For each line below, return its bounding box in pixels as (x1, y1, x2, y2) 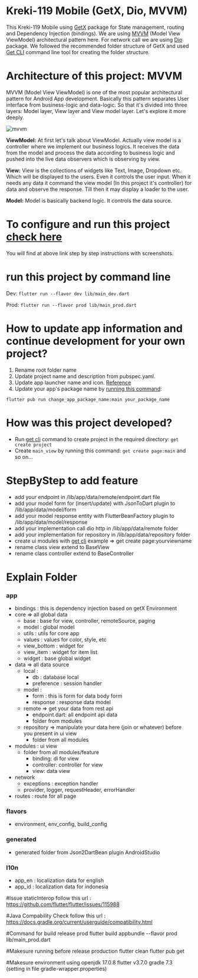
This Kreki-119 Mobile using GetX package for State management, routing (6, 24, 184, 31)
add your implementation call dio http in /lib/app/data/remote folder (14, 524, 179, 531)
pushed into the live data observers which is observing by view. (6, 155, 161, 163)
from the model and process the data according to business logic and (6, 149, 175, 156)
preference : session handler (32, 680, 102, 687)
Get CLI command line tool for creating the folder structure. (6, 48, 150, 55)
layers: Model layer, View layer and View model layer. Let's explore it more (6, 107, 186, 114)
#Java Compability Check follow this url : (6, 912, 106, 919)
